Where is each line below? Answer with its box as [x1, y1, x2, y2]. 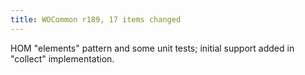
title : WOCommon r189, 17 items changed [10, 14, 182, 25]
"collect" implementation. [10, 52, 115, 65]
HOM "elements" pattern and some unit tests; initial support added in [10, 42, 295, 54]
